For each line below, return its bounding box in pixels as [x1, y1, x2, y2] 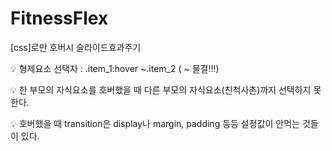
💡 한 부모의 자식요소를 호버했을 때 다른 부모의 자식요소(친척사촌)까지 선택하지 [10, 83, 312, 96]
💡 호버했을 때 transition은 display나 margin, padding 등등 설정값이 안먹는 [10, 117, 300, 129]
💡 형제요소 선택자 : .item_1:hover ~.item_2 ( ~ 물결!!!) [10, 62, 220, 74]
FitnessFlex [10, 7, 109, 30]
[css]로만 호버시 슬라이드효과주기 [10, 41, 142, 53]
